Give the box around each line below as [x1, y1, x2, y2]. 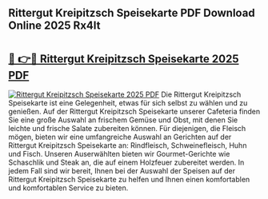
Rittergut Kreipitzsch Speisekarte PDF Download [8, 6, 255, 20]
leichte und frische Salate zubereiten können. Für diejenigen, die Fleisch [8, 124, 246, 133]
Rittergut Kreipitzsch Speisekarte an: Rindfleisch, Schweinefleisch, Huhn [8, 141, 247, 150]
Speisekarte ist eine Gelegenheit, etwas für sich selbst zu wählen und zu [8, 98, 248, 107]
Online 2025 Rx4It [8, 19, 101, 33]
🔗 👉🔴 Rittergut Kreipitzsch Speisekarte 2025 [8, 52, 239, 66]
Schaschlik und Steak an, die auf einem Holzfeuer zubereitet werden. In [8, 157, 245, 167]
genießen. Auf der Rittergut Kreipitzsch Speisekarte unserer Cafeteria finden [8, 107, 261, 116]
